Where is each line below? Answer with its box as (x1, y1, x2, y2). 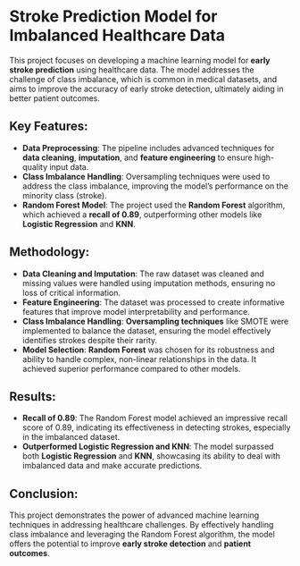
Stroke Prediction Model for (9, 6, 218, 27)
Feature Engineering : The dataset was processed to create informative (21, 297, 285, 308)
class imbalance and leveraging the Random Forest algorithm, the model (9, 529, 275, 540)
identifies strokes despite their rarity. (21, 334, 158, 345)
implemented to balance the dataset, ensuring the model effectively (21, 325, 271, 336)
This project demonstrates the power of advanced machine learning (9, 510, 260, 520)
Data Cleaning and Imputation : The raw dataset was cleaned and (21, 268, 265, 279)
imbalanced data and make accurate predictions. (21, 460, 203, 471)
